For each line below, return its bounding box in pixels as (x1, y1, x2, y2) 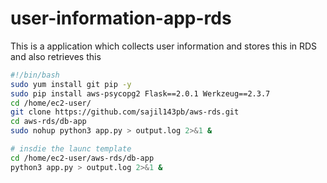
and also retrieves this (10, 50, 102, 62)
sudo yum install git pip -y (10, 79, 132, 89)
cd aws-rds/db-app (10, 117, 87, 127)
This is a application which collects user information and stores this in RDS (10, 40, 318, 52)
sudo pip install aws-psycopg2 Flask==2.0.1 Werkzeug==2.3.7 (10, 88, 271, 99)
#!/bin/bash (10, 70, 60, 80)
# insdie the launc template (10, 144, 132, 154)
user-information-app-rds (10, 7, 232, 30)
